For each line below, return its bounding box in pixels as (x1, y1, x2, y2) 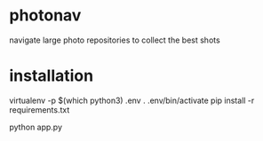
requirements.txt (9, 104, 70, 115)
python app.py (9, 121, 63, 132)
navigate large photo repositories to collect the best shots (9, 35, 220, 45)
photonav (9, 5, 82, 26)
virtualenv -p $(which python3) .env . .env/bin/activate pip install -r (9, 95, 255, 106)
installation (9, 66, 94, 86)
